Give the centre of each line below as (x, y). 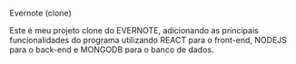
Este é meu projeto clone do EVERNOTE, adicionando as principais (134, 30)
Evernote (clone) (40, 13)
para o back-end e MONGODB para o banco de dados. (112, 50)
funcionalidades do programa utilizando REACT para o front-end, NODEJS (148, 40)
